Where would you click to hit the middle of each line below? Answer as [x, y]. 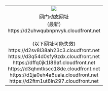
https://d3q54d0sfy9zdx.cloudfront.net [54, 56]
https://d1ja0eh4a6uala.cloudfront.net [54, 75]
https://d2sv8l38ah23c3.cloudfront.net [54, 50]
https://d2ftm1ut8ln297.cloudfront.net [54, 81]
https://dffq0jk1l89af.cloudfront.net [54, 62]
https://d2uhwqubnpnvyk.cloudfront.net [54, 30]
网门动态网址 [54, 17]
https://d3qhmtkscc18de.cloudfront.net [54, 68]
